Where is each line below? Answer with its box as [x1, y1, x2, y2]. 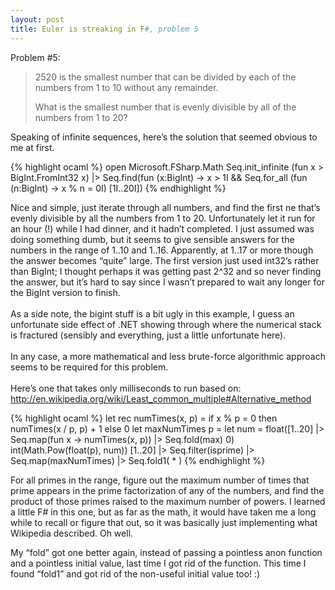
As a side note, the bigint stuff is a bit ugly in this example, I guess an [10, 307, 295, 320]
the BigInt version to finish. [10, 286, 121, 298]
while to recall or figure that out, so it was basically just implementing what [10, 516, 318, 528]
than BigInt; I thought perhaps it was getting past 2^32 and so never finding [10, 265, 322, 277]
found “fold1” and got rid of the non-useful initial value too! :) [10, 567, 261, 580]
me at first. [10, 141, 55, 153]
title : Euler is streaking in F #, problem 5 [10, 24, 199, 34]
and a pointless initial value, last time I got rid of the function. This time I [10, 557, 307, 569]
